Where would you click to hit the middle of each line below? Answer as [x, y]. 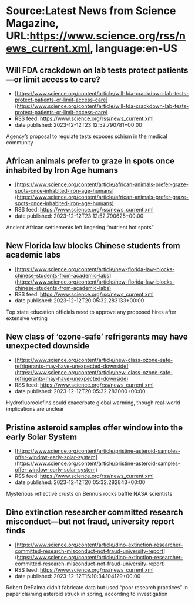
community [20, 142]
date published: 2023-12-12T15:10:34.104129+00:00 [78, 576]
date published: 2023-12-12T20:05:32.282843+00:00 [80, 482]
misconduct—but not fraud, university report [90, 521]
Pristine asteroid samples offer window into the [95, 428]
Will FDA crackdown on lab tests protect [81, 70]
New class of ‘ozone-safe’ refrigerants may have [97, 337]
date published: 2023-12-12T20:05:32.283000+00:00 [80, 391]
